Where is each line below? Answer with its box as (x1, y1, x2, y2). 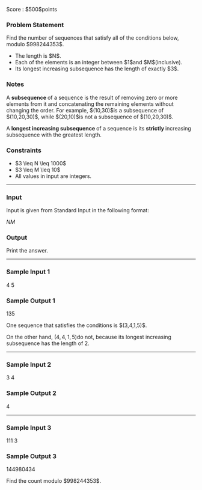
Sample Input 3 (6, 423, 52, 432)
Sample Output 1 (6, 296, 55, 305)
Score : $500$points (6, 6, 57, 13)
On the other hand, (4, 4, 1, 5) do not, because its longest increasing (6, 334, 171, 341)
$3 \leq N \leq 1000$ (14, 159, 67, 167)
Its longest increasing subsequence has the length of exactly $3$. (14, 65, 179, 72)
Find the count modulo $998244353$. (6, 477, 102, 485)
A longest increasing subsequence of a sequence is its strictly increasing (6, 124, 191, 132)
